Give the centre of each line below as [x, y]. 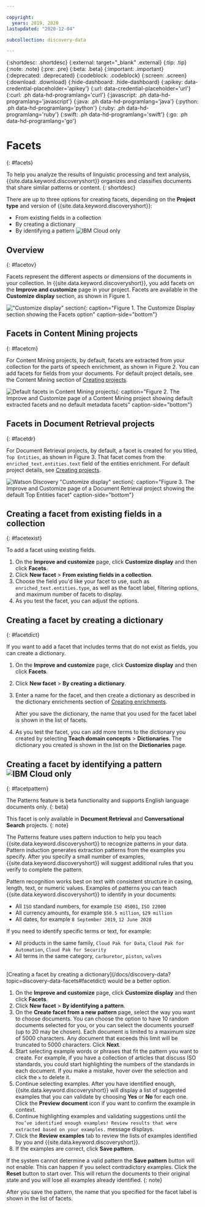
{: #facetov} [21, 265]
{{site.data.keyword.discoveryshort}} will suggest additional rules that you [100, 863]
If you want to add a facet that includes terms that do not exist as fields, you [102, 647]
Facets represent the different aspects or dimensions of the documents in [99, 277]
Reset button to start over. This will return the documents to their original [98, 1174]
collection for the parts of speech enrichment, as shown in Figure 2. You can [103, 366]
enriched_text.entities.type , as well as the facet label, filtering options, [107, 588]
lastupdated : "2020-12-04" [41, 29]
